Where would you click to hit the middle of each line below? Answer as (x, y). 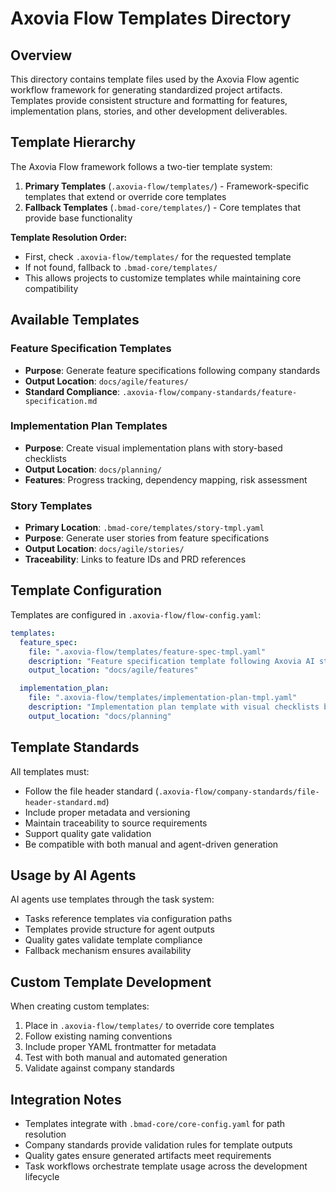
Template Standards (75, 747)
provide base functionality (78, 218)
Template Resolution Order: (69, 237)
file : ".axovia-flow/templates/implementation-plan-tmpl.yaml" (163, 698)
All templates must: (50, 771)
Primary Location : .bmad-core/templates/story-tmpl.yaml (144, 528)
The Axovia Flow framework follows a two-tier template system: (141, 166)
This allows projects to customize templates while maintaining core (163, 278)
